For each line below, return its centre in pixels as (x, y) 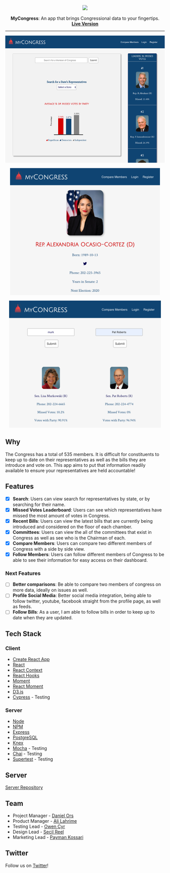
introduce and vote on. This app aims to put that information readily (75, 465)
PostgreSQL (25, 738)
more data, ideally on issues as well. (50, 590)
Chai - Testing (27, 754)
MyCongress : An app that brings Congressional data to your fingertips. (85, 18)
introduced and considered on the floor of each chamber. (72, 527)
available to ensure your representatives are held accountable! (70, 470)
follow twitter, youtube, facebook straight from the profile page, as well (87, 601)
